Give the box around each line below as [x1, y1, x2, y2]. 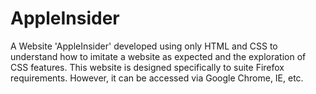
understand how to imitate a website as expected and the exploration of [10, 50, 307, 62]
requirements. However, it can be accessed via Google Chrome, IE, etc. [10, 72, 304, 84]
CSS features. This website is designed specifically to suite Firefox [10, 61, 285, 73]
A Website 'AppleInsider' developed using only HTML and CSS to [10, 40, 278, 52]
